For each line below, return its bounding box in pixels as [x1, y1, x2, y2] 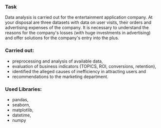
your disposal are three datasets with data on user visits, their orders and [5, 19, 152, 25]
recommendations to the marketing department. [12, 74, 108, 80]
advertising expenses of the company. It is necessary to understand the [5, 25, 149, 31]
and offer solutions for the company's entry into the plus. [5, 35, 119, 41]
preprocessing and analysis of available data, [12, 58, 103, 64]
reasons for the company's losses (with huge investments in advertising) [5, 30, 151, 36]
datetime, [12, 112, 32, 118]
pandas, [12, 96, 29, 102]
